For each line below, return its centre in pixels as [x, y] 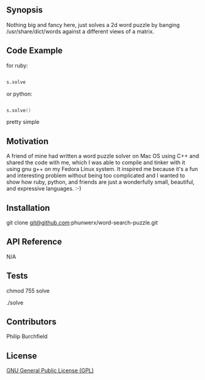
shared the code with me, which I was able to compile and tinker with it [96, 162]
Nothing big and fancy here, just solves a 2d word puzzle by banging [93, 25]
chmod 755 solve [28, 291]
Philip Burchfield [27, 336]
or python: [19, 94]
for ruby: [17, 65]
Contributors [32, 322]
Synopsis [24, 10]
